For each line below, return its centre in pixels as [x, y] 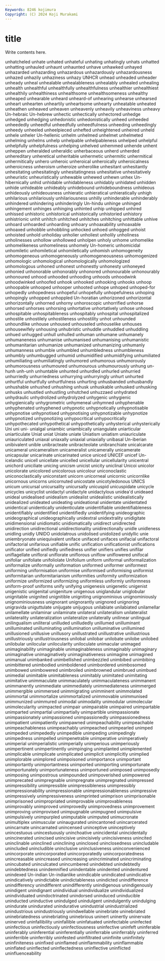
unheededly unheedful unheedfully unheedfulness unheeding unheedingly [81, 125]
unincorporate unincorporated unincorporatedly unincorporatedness [75, 854]
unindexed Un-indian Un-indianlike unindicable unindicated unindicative [78, 875]
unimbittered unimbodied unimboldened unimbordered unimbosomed [76, 665]
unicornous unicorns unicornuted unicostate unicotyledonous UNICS [75, 481]
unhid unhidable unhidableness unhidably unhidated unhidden [93, 183]
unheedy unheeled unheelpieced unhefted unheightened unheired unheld [80, 130]
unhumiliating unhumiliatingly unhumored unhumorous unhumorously [76, 361]
